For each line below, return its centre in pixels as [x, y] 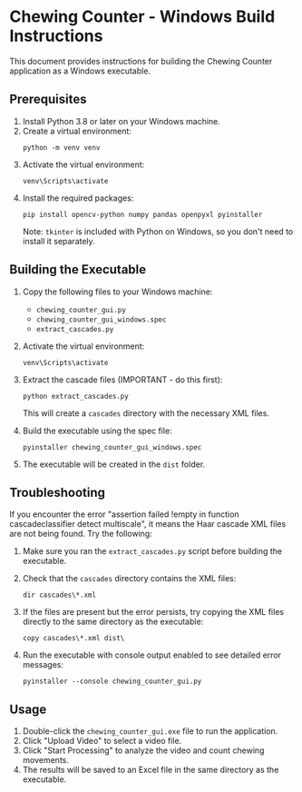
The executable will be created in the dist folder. [114, 464]
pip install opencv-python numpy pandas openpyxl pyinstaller [142, 214]
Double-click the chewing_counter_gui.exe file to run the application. [150, 731]
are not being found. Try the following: [81, 534]
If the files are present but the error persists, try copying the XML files [153, 612]
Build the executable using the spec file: [97, 431]
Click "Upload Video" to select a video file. [102, 741]
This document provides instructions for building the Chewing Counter [141, 61]
